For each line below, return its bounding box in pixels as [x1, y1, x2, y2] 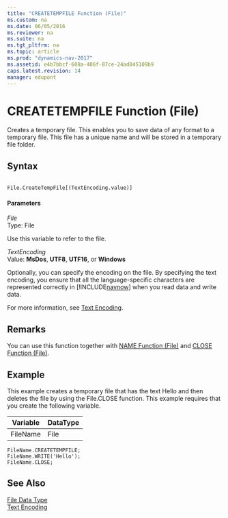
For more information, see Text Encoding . [7, 304, 124, 312]
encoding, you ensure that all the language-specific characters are [7, 275, 195, 284]
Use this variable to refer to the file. [7, 234, 106, 243]
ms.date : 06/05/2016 [7, 23, 66, 29]
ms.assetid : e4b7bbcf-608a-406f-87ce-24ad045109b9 [7, 61, 154, 68]
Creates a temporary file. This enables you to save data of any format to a [7, 126, 215, 134]
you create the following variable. [7, 402, 101, 410]
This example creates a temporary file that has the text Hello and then [7, 386, 203, 395]
